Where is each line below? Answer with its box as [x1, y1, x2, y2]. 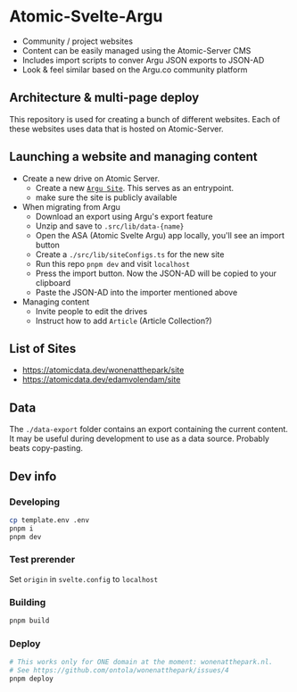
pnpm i [9, 524, 34, 533]
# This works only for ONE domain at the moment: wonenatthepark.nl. [9, 658, 274, 667]
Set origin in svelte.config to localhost [9, 573, 159, 584]
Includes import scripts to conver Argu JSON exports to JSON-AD [21, 54, 265, 65]
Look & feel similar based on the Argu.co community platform [21, 64, 248, 75]
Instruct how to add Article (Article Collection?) [35, 315, 212, 326]
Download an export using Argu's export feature [35, 211, 213, 221]
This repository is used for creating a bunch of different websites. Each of [9, 113, 281, 124]
